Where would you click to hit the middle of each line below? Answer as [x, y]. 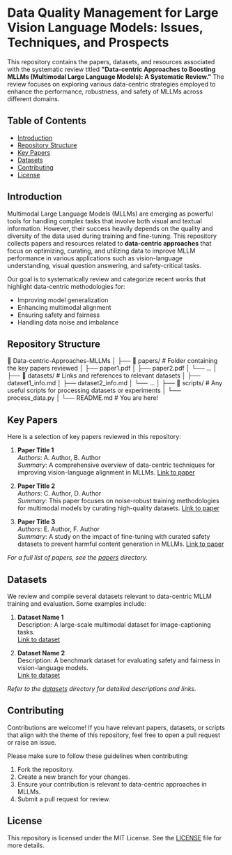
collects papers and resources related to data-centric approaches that [109, 243]
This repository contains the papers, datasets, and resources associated [111, 61]
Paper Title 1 [36, 450]
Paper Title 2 [36, 486]
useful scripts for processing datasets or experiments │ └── [94, 391]
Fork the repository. [46, 769]
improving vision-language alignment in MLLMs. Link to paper [106, 473]
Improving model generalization [63, 300]
